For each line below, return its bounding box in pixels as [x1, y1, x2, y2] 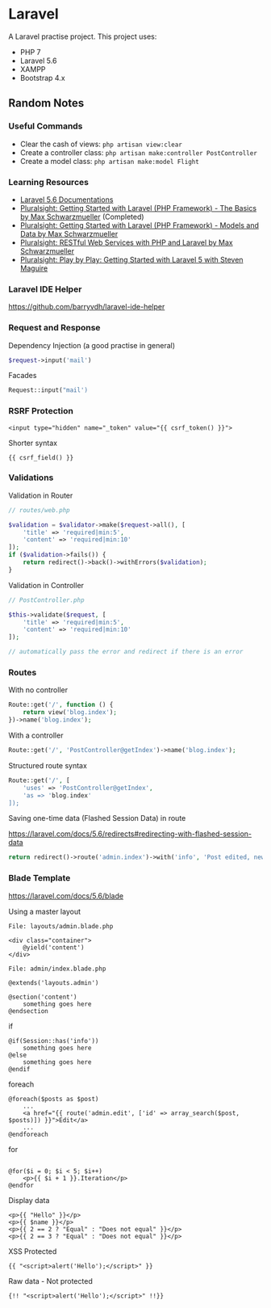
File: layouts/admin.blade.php [8, 922, 114, 930]
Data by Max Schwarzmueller [19, 229, 119, 238]
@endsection [8, 1007, 48, 1015]
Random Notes [8, 96, 85, 110]
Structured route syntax [8, 760, 87, 770]
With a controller [8, 730, 64, 740]
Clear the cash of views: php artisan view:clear [19, 139, 183, 149]
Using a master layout [8, 906, 81, 916]
